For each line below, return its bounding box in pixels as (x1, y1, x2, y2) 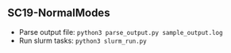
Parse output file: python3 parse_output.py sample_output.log (18, 27, 223, 36)
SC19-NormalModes (7, 6, 110, 20)
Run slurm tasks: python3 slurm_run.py (18, 36, 148, 45)
